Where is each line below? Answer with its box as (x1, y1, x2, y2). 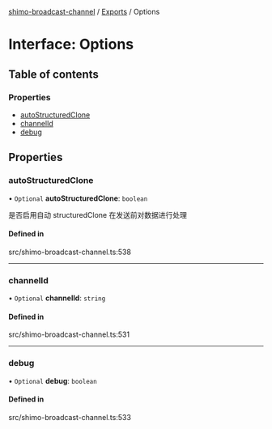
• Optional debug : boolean (8, 376, 97, 385)
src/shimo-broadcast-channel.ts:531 (8, 329, 130, 339)
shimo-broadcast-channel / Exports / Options (8, 7, 160, 16)
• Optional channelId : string (8, 293, 106, 303)
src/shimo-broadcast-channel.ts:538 (8, 247, 132, 257)
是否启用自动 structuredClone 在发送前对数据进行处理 (8, 210, 188, 219)
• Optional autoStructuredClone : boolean (8, 193, 148, 203)
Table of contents (8, 67, 99, 81)
